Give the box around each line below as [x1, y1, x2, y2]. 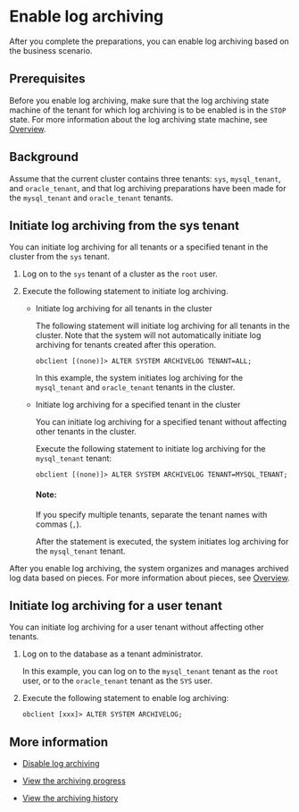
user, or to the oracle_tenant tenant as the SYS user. [21, 675, 212, 686]
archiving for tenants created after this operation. [35, 340, 217, 351]
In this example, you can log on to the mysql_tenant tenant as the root [21, 666, 279, 677]
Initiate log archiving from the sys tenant [9, 217, 239, 233]
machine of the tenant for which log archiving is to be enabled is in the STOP [9, 105, 287, 115]
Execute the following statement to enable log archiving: [21, 693, 229, 704]
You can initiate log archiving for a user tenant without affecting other [9, 622, 265, 632]
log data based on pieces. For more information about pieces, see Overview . [9, 572, 290, 583]
